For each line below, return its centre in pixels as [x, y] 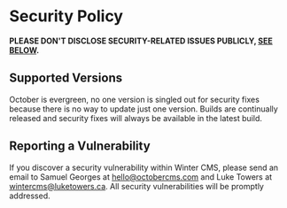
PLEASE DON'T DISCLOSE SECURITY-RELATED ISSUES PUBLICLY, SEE [141, 41]
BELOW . [24, 50]
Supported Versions [66, 78]
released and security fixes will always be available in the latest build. [136, 118]
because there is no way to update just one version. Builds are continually [144, 109]
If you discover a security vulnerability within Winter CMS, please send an [144, 167]
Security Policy [66, 16]
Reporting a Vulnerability [80, 146]
